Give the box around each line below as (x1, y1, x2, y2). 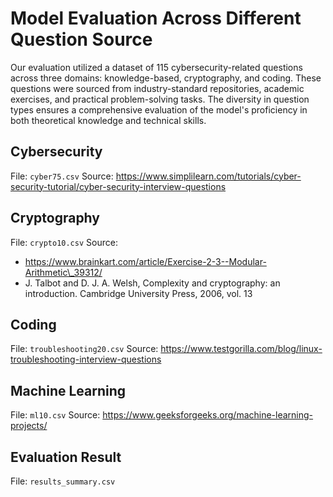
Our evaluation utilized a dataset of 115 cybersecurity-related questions (10, 61, 303, 73)
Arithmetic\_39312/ (24, 266, 103, 278)
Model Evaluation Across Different (10, 7, 302, 30)
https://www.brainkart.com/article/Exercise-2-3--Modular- (24, 255, 267, 267)
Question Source (10, 28, 153, 51)
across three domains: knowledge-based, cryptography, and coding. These (10, 72, 322, 84)
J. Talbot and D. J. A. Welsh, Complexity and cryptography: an (24, 277, 281, 289)
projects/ (10, 420, 48, 432)
